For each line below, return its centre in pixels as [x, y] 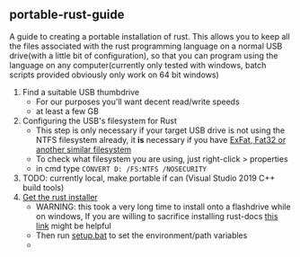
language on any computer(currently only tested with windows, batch [138, 65]
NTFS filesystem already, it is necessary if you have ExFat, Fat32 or [161, 139]
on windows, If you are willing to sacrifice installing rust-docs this [157, 216]
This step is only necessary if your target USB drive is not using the [160, 130]
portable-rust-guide [67, 15]
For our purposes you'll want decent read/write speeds [137, 102]
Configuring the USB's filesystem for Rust [99, 120]
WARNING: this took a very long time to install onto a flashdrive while [163, 207]
